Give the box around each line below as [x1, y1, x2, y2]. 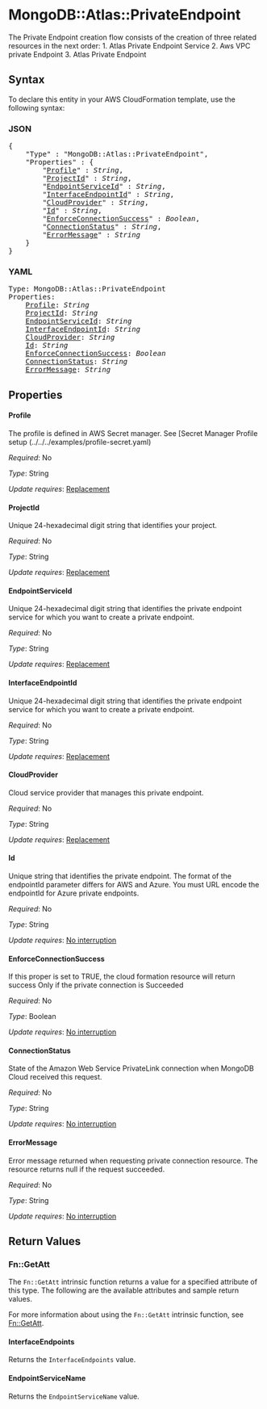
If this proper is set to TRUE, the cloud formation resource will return [8, 971, 236, 982]
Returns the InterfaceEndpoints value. [8, 1355, 136, 1365]
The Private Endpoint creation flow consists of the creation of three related [8, 32, 257, 42]
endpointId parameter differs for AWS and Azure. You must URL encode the [8, 879, 260, 889]
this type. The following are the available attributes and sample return [8, 1285, 240, 1295]
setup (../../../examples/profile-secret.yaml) [8, 437, 152, 447]
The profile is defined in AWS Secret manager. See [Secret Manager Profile [8, 428, 258, 438]
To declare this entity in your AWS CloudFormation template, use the [8, 94, 236, 104]
